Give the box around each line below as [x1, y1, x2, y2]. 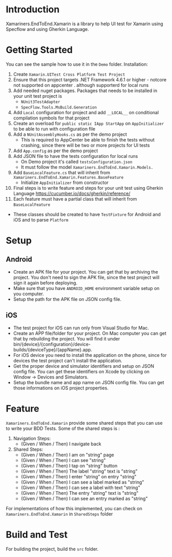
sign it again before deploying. [13, 279, 78, 286]
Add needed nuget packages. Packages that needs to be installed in [13, 87, 158, 94]
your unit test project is [13, 93, 62, 99]
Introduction [6, 4, 60, 15]
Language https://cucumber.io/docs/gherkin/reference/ [13, 190, 131, 196]
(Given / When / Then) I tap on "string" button [20, 462, 118, 469]
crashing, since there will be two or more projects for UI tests [20, 142, 150, 148]
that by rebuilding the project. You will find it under [13, 335, 120, 342]
